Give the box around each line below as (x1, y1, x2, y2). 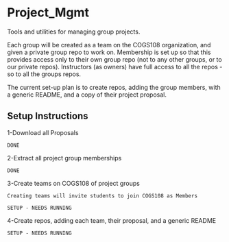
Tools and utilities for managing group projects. (7, 27, 141, 36)
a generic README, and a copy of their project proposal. (7, 90, 167, 99)
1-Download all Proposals (7, 128, 79, 136)
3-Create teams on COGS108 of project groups (7, 179, 141, 187)
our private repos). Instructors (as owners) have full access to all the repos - (7, 62, 223, 71)
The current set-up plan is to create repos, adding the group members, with (7, 83, 221, 91)
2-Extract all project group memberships (7, 154, 122, 162)
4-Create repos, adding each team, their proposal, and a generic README (7, 216, 217, 224)
